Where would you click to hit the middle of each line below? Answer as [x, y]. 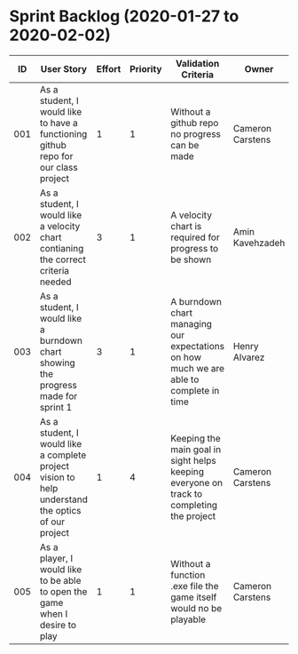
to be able [60, 580]
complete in [195, 390]
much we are [197, 368]
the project [193, 515]
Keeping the [196, 438]
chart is [186, 226]
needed [56, 282]
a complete [63, 455]
